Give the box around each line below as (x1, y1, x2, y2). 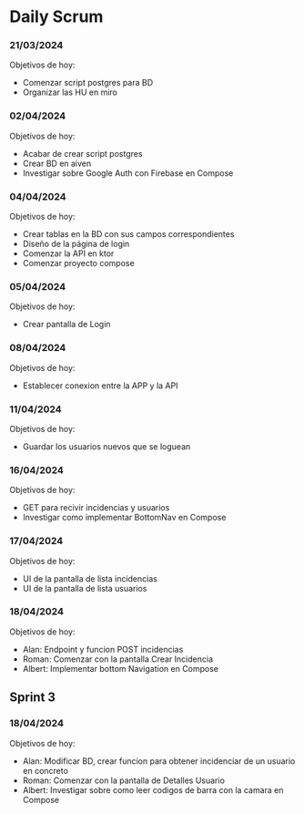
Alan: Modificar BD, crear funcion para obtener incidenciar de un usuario (22, 755, 296, 767)
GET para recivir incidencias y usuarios (22, 502, 170, 513)
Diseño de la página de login (22, 239, 130, 250)
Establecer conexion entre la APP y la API (22, 380, 178, 391)
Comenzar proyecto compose (22, 258, 135, 269)
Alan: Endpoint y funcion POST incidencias (22, 644, 184, 654)
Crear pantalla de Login (22, 319, 111, 330)
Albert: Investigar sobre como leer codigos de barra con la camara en (22, 784, 284, 795)
